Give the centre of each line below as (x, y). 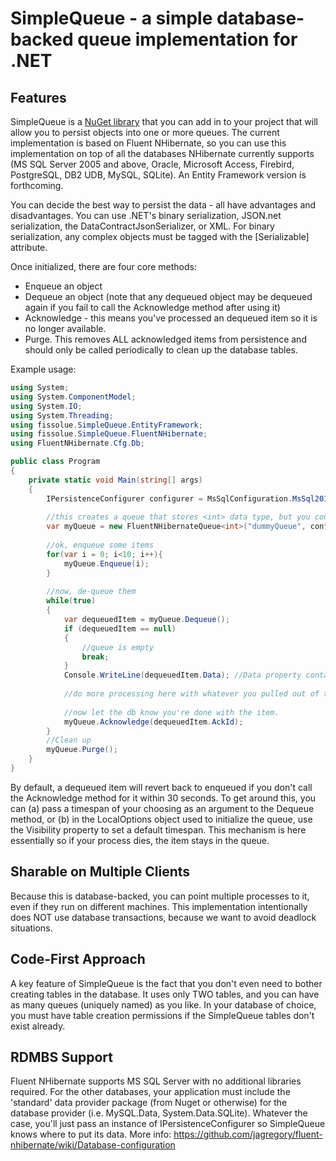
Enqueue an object (63, 286)
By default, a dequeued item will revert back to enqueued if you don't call (161, 787)
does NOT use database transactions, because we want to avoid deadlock (163, 917)
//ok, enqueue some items (100, 545)
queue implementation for (187, 39)
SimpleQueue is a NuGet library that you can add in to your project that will (164, 121)
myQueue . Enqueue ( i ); (106, 563)
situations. (31, 928)
